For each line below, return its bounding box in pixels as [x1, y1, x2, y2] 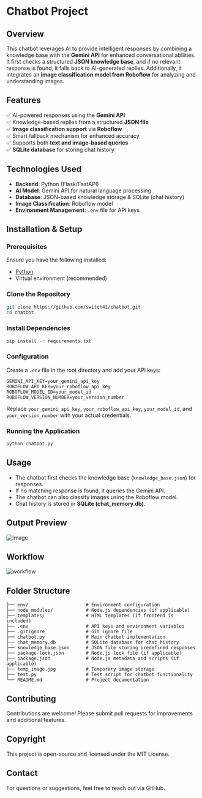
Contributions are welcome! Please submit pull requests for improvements [6, 710, 193, 717]
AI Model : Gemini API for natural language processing [15, 187, 152, 194]
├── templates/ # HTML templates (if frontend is [6, 612, 174, 619]
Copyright [6, 734, 46, 745]
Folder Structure [6, 585, 70, 596]
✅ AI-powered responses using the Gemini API [6, 111, 125, 119]
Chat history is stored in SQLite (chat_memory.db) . [15, 500, 146, 507]
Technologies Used [6, 164, 81, 175]
